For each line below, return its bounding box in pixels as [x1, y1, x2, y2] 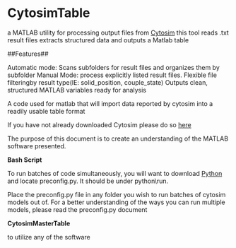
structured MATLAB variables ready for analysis [7, 85, 147, 94]
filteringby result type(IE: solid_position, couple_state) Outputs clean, [7, 78, 208, 86]
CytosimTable [7, 5, 90, 21]
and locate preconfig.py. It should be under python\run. [7, 177, 169, 185]
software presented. [7, 141, 66, 150]
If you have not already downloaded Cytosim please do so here [7, 120, 192, 129]
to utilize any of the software [7, 232, 90, 241]
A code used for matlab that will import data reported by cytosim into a [7, 99, 213, 107]
